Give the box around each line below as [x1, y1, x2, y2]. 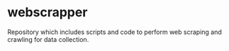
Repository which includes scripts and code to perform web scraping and [7, 28, 222, 36]
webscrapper [7, 4, 88, 21]
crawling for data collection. [7, 35, 89, 43]
